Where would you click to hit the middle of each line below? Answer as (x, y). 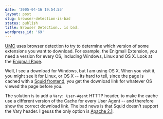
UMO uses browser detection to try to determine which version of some (77, 46)
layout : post (18, 14)
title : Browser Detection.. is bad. (42, 28)
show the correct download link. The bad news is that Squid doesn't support (82, 106)
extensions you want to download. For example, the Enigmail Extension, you (81, 51)
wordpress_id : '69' (25, 32)
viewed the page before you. (34, 86)
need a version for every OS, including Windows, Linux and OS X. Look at (79, 56)
